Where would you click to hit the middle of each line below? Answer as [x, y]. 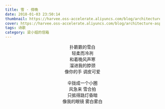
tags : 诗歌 [15, 28]
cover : [12, 23]
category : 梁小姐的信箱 [27, 32]
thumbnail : [16, 19]
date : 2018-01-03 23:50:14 [33, 14]
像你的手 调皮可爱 [82, 71]
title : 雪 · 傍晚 [22, 10]
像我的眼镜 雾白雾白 [82, 101]
